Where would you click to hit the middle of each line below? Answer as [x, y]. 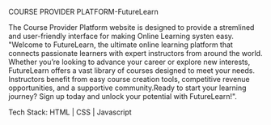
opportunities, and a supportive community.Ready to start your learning [127, 88]
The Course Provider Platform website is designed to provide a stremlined [131, 27]
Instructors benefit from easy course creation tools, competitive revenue [129, 79]
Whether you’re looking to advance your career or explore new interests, [129, 62]
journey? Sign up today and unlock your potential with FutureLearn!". [123, 96]
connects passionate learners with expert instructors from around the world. [135, 53]
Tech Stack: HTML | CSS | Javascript [70, 112]
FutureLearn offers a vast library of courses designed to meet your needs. [131, 71]
